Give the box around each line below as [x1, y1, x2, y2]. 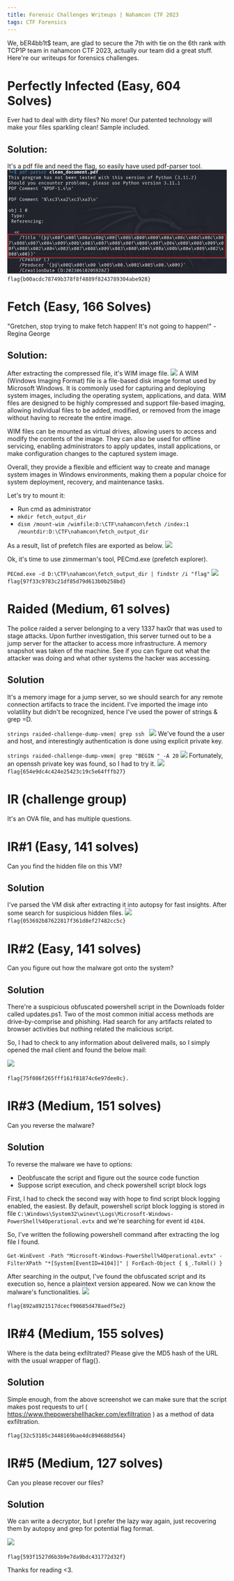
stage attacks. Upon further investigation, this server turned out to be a [7, 632, 212, 640]
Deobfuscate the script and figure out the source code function [17, 1173, 200, 1182]
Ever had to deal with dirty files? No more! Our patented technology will [7, 116, 212, 124]
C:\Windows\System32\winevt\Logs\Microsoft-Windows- [17, 1210, 174, 1217]
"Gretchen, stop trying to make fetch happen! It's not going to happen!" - [7, 322, 217, 331]
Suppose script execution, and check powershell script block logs [17, 1180, 207, 1189]
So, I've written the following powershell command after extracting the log [7, 1230, 219, 1238]
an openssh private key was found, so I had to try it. [7, 759, 156, 768]
